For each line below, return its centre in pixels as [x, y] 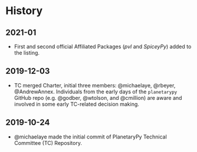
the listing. [27, 53]
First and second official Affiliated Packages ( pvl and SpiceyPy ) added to [103, 46]
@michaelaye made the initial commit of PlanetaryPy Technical [91, 137]
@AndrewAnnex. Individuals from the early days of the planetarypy [96, 92]
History [24, 11]
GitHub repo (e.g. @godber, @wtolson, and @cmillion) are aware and [98, 97]
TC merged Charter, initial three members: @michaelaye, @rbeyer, [95, 85]
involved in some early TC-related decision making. [77, 104]
